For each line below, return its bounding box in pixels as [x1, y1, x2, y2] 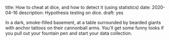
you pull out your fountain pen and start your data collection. [5, 30, 132, 36]
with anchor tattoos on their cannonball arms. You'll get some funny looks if [5, 25, 164, 31]
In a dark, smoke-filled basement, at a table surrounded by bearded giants [5, 20, 161, 25]
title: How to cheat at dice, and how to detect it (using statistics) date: [5, 5, 151, 10]
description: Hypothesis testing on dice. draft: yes [18, 10, 124, 16]
